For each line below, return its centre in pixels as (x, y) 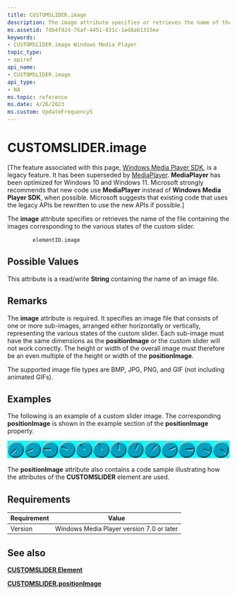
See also (26, 553)
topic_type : (25, 52)
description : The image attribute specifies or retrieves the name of (113, 22)
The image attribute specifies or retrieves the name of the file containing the (119, 219)
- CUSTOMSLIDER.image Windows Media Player (72, 45)
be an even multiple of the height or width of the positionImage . (101, 356)
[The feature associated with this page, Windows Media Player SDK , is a (112, 167)
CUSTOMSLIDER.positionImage (55, 584)
